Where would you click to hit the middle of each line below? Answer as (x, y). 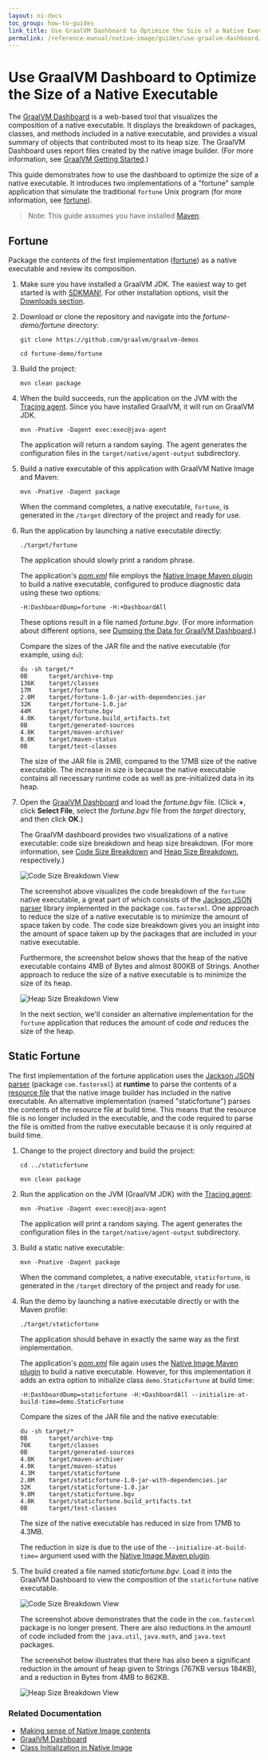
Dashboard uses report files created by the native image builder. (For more (131, 151)
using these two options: (60, 592)
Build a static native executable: (72, 1247)
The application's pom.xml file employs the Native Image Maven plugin (136, 576)
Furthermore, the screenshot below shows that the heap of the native (134, 958)
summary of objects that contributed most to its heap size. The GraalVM (127, 142)
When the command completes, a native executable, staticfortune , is (135, 1277)
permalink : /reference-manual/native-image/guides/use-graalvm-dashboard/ (135, 38)
